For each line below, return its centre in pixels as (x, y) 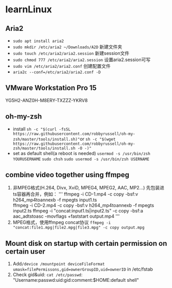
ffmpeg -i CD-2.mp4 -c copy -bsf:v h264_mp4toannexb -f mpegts (83, 205)
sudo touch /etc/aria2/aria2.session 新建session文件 (71, 53)
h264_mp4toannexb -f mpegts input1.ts (55, 200)
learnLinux (29, 9)
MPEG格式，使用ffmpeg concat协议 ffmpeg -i (62, 222)
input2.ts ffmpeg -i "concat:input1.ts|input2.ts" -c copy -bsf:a (78, 211)
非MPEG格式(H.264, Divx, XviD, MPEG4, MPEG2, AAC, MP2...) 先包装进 (89, 188)
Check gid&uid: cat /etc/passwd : (48, 275)
